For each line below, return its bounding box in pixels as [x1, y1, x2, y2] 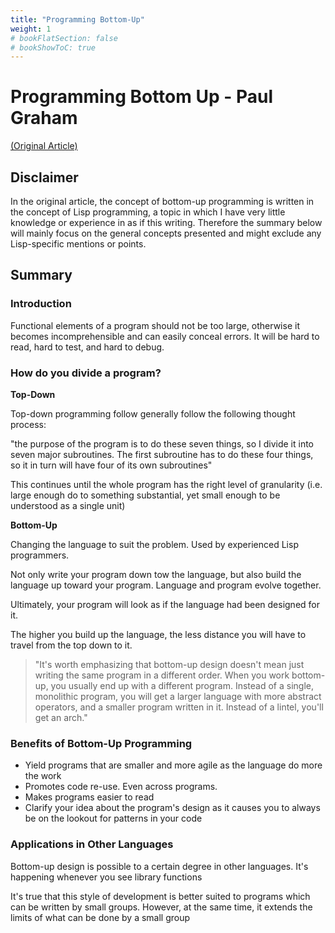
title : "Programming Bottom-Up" [10, 14, 145, 25]
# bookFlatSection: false [10, 33, 118, 43]
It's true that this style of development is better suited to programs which [10, 890, 311, 902]
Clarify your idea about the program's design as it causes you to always [24, 802, 321, 814]
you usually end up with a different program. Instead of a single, [50, 679, 315, 691]
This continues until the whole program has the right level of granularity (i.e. [10, 478, 323, 490]
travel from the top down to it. [10, 639, 133, 651]
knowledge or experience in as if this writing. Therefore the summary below [10, 217, 323, 228]
